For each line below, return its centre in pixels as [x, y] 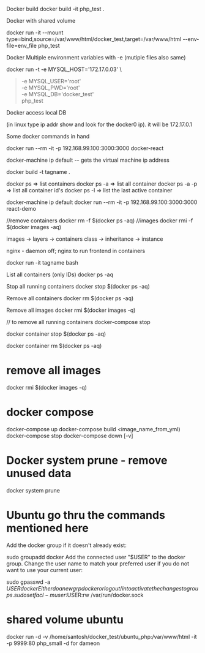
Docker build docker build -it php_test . [55, 9]
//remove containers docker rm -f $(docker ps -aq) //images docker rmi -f [100, 221]
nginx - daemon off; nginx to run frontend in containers [76, 251]
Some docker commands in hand [48, 136]
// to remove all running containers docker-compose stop [79, 322]
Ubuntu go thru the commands [86, 515]
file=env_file [21, 46]
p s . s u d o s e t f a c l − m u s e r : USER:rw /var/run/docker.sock [75, 595]
